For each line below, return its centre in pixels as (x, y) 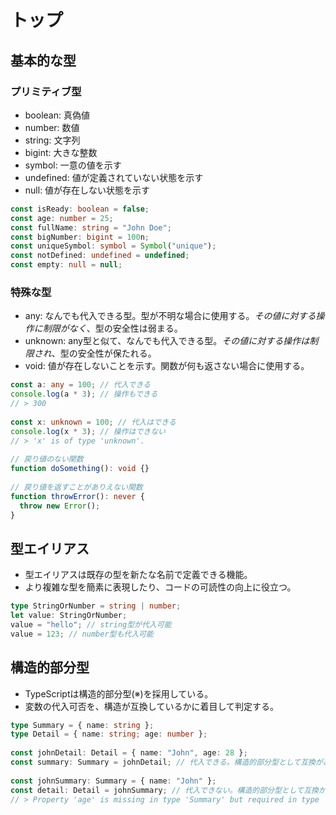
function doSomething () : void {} (80, 469)
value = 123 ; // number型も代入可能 (82, 634)
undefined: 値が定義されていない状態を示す (114, 177)
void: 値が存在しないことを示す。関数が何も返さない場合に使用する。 (167, 366)
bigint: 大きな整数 (61, 152)
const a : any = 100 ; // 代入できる (80, 385)
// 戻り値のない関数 (47, 459)
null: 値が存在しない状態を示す (87, 190)
